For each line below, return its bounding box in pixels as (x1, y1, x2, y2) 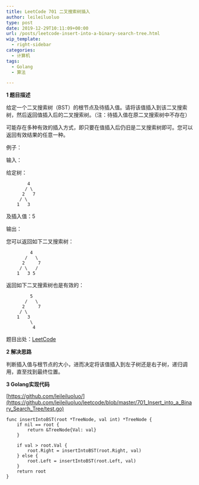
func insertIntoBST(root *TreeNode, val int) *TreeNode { (6, 417, 152, 423)
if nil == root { (17, 422, 60, 428)
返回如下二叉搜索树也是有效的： (6, 282, 84, 289)
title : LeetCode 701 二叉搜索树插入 (6, 8, 91, 15)
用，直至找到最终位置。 (6, 368, 63, 375)
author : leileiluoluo (6, 14, 60, 20)
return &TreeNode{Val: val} (27, 427, 97, 433)
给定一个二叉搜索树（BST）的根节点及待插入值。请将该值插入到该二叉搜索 (6, 104, 188, 111)
